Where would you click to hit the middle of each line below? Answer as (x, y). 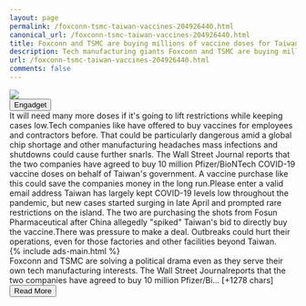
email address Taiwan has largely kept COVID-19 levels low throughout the (149, 193)
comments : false (40, 69)
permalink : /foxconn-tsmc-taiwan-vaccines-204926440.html (122, 26)
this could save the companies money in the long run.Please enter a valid (147, 183)
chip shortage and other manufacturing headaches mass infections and (143, 144)
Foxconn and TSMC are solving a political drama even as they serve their (147, 260)
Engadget (31, 104)
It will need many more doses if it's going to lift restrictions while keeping (146, 116)
